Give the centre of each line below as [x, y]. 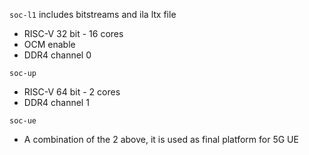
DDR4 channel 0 [57, 55]
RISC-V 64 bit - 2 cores [72, 92]
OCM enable [49, 44]
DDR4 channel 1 [56, 102]
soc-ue [23, 121]
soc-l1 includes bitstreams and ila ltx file [93, 14]
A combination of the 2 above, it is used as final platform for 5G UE [161, 139]
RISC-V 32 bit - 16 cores [73, 33]
